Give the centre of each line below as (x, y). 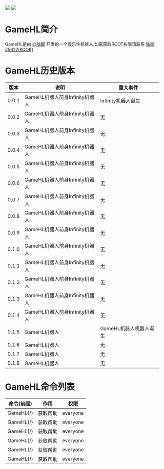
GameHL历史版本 (40, 71)
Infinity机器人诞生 (120, 101)
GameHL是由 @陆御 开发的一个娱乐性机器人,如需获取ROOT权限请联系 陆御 (80, 44)
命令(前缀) (20, 403)
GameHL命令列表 (40, 387)
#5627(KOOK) (19, 49)
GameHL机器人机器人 (125, 328)
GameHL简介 (31, 30)
